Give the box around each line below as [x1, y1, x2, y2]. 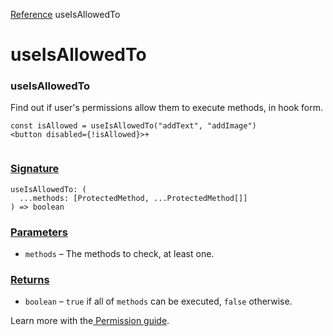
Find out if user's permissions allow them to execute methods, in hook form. [10, 102, 323, 114]
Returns [10, 273, 50, 286]
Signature [10, 162, 60, 176]
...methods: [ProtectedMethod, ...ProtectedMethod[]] [19, 193, 248, 203]
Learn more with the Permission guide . [10, 315, 170, 327]
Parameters [10, 225, 68, 239]
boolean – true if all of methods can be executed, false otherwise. [24, 295, 293, 308]
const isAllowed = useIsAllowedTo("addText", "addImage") [10, 121, 257, 131]
